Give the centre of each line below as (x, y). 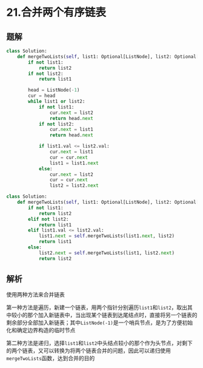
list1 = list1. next (74, 163)
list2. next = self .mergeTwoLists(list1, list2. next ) (106, 253)
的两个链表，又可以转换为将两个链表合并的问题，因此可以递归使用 (88, 351)
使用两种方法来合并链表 (35, 295)
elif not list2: (48, 219)
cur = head (42, 96)
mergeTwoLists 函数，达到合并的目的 (51, 358)
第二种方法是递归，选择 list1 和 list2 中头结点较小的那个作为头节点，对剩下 (99, 343)
